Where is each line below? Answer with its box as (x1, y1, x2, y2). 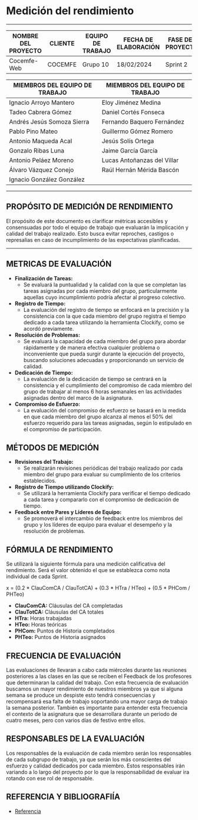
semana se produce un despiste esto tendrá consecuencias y (6, 692, 156, 699)
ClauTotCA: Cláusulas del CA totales (14, 608, 104, 616)
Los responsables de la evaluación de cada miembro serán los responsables (6, 750, 192, 757)
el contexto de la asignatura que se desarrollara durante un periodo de (6, 711, 178, 717)
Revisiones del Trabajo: (14, 459, 74, 466)
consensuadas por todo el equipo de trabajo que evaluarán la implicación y (6, 224, 189, 231)
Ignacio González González (9, 175, 85, 183)
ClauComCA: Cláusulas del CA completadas (14, 602, 123, 609)
